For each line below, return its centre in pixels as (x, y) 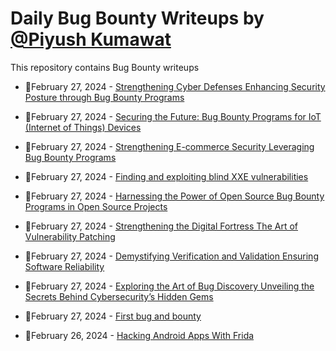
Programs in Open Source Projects (96, 206)
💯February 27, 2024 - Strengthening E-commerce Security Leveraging (169, 146)
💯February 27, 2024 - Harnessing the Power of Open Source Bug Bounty (174, 196)
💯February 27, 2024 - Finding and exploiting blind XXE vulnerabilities (166, 176)
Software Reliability (64, 266)
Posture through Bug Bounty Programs (104, 97)
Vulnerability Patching (70, 236)
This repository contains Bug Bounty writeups (105, 67)
